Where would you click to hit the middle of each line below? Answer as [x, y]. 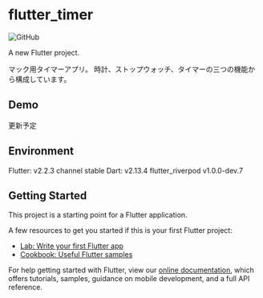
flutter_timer [51, 15]
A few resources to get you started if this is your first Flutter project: [120, 231]
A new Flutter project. [44, 52]
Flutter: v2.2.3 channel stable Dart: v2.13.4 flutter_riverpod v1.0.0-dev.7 [125, 170]
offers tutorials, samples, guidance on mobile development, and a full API [129, 279]
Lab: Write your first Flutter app [72, 246]
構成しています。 [43, 79]
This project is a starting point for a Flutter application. [98, 215]
